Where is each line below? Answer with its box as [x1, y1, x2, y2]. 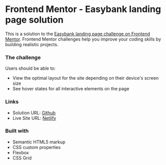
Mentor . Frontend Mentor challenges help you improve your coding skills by [5, 36, 161, 42]
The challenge [5, 54, 41, 61]
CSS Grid [12, 154, 32, 161]
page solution [5, 14, 64, 26]
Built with [5, 127, 29, 134]
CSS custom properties [12, 144, 61, 150]
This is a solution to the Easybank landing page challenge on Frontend [5, 31, 150, 37]
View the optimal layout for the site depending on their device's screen [12, 75, 159, 81]
